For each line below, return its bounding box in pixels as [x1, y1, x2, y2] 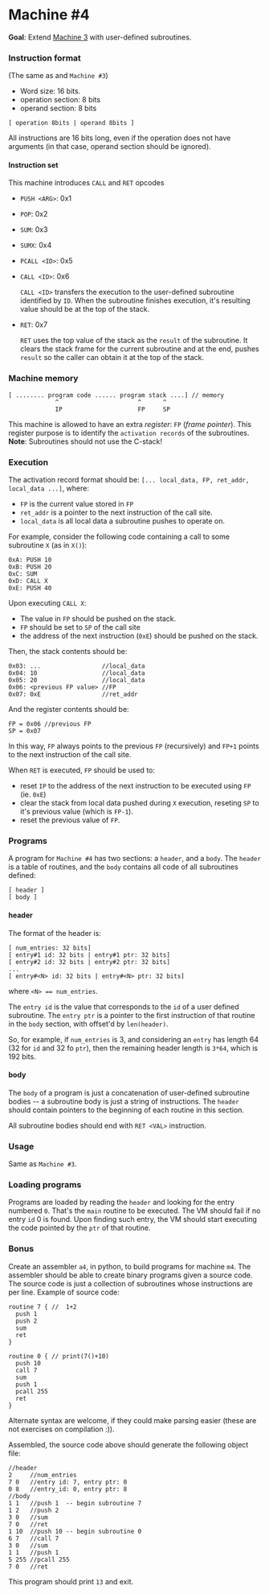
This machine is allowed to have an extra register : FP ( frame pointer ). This [8, 419, 251, 429]
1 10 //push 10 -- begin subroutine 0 [8, 1527, 142, 1535]
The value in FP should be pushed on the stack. [19, 614, 177, 623]
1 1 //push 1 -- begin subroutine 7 [8, 1499, 142, 1507]
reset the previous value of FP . [19, 815, 120, 825]
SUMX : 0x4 [19, 240, 52, 250]
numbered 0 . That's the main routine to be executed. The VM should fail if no [8, 1206, 261, 1215]
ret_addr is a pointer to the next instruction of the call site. [19, 507, 213, 517]
